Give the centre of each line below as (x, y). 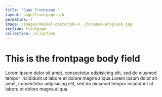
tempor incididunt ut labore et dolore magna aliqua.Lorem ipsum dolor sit (81, 78)
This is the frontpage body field (73, 59)
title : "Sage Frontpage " (32, 10)
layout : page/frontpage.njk (35, 15)
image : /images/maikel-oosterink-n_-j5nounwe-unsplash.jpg (69, 24)
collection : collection (30, 34)
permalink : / (19, 19)
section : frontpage (26, 29)
